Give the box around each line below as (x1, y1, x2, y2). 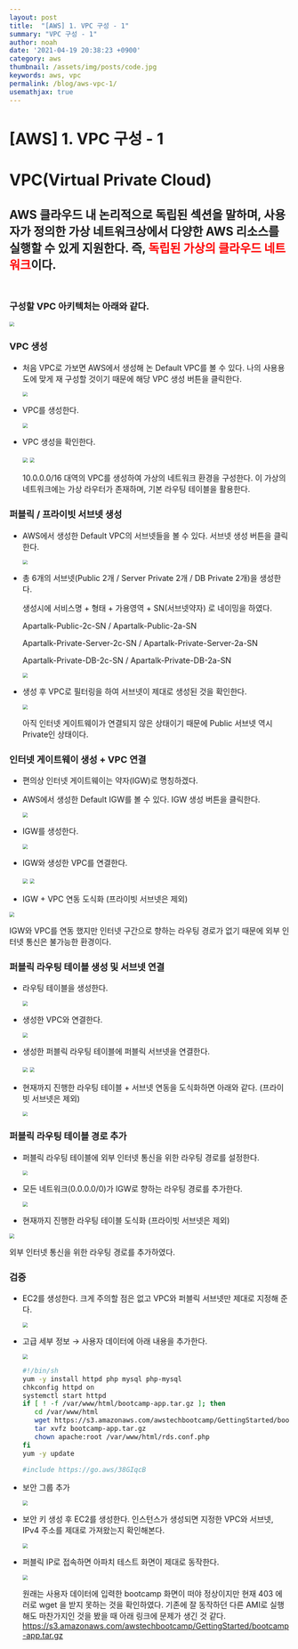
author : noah (9, 37, 58, 47)
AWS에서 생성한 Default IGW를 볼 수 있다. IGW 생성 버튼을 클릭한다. (21, 794, 261, 805)
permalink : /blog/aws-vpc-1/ (9, 79, 117, 88)
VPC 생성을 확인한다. (21, 437, 96, 448)
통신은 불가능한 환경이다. (25, 936, 112, 947)
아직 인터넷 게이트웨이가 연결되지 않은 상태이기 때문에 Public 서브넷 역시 (21, 717, 273, 728)
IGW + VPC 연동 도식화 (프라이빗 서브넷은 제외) (21, 893, 189, 904)
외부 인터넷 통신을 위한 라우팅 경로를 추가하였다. (9, 1247, 176, 1257)
